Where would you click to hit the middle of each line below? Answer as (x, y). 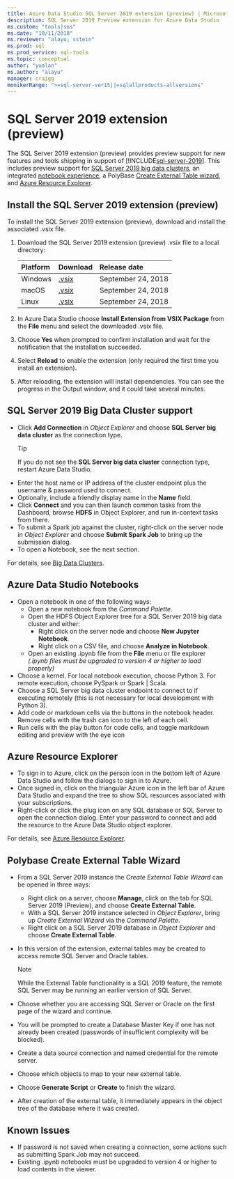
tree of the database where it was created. (78, 1109)
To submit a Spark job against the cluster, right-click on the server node (120, 527)
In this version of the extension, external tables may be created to (111, 948)
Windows (36, 279)
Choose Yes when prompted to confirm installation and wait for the (114, 339)
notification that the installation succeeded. (79, 347)
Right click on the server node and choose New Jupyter (119, 631)
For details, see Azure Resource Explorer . (67, 838)
